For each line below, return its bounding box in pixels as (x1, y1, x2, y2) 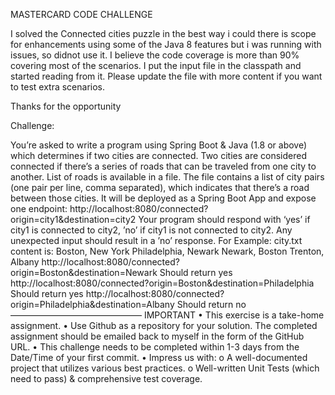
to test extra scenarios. (10, 81, 105, 93)
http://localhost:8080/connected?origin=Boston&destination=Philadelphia (10, 277, 315, 289)
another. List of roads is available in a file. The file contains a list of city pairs (10, 171, 325, 183)
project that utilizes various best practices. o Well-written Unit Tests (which (10, 362, 320, 374)
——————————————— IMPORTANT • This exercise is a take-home (10, 309, 325, 321)
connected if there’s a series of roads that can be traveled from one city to (10, 160, 317, 172)
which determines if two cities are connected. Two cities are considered (10, 150, 308, 161)
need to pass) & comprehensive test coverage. (10, 373, 203, 384)
